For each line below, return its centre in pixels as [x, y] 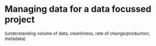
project [20, 20]
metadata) [15, 39]
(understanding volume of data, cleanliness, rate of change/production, [78, 33]
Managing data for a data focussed [78, 9]
